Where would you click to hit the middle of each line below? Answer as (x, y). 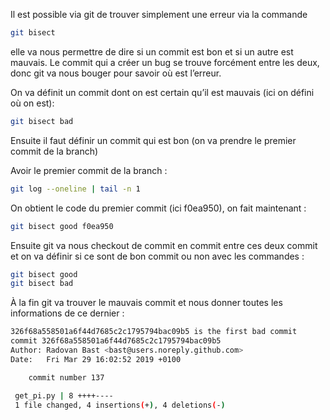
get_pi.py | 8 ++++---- (64, 395)
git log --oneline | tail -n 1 (75, 189)
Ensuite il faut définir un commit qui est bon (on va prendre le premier (153, 140)
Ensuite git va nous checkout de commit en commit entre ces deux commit (164, 245)
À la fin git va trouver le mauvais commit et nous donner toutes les (146, 303)
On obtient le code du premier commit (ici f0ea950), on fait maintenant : (158, 208)
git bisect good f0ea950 (62, 226)
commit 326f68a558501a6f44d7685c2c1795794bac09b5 (116, 341)
